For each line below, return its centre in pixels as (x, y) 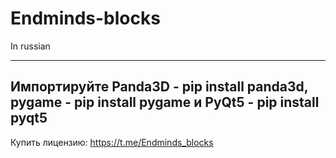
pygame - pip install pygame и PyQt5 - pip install (165, 102)
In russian (30, 46)
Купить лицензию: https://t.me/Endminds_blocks (112, 142)
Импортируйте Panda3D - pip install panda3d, (159, 87)
